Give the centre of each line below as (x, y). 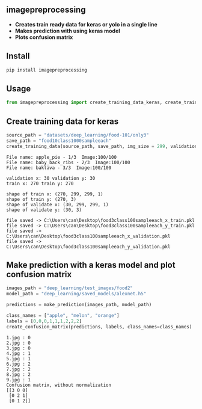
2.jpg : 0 (19, 343)
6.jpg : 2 (19, 364)
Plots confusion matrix (44, 37)
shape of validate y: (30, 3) (44, 210)
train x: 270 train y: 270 (40, 183)
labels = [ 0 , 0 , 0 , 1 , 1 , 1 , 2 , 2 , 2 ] (44, 321)
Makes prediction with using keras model (67, 31)
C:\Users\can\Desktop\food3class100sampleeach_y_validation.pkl (88, 247)
